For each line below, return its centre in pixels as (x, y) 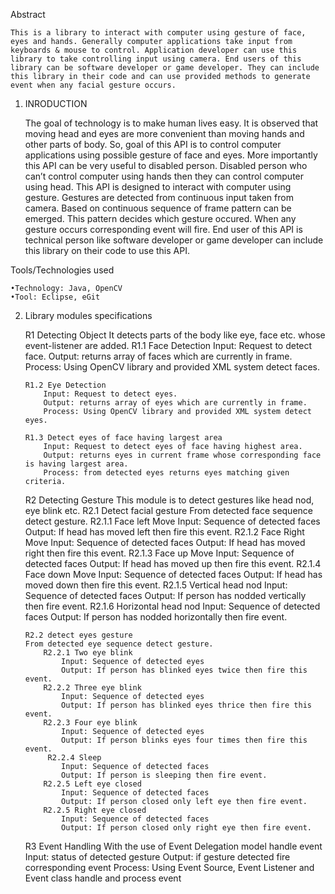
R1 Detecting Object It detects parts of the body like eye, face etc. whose (175, 335)
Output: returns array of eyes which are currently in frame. (175, 403)
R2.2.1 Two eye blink (88, 653)
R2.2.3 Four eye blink (90, 723)
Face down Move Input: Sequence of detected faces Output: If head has (173, 574)
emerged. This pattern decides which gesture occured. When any (160, 218)
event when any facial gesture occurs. (93, 85)
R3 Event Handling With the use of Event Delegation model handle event (173, 846)
